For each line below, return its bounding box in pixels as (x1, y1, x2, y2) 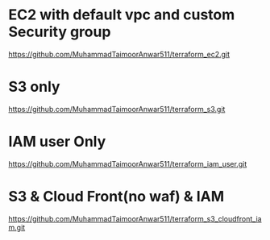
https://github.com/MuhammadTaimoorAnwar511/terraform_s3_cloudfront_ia (8, 213, 262, 223)
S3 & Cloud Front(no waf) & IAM (8, 188, 225, 205)
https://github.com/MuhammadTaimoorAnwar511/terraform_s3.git (8, 104, 226, 114)
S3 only (8, 78, 60, 96)
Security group (8, 23, 111, 41)
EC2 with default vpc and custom (8, 6, 235, 24)
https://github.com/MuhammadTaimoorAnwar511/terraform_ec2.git (8, 49, 231, 59)
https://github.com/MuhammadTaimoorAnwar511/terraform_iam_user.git (8, 159, 247, 168)
